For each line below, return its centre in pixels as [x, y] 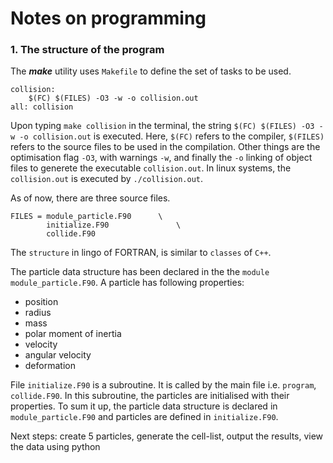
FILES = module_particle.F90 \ [86, 217]
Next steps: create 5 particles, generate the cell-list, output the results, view [167, 436]
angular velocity [58, 355]
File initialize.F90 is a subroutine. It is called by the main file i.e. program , [163, 385]
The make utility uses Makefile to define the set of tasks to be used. [151, 71]
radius [38, 313]
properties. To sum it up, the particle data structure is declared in [144, 406]
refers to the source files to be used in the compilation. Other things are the [165, 147]
